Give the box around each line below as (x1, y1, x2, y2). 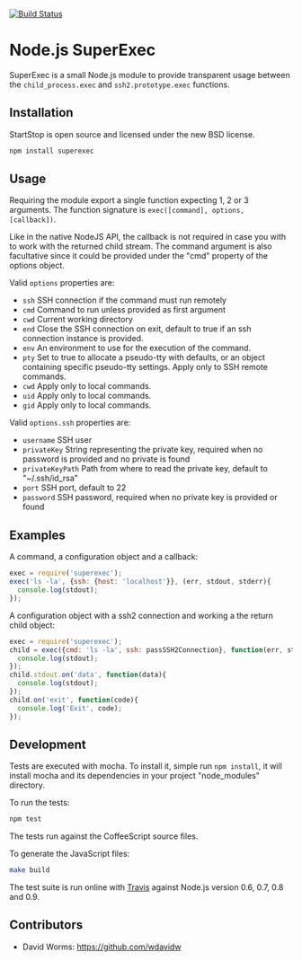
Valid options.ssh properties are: (9, 418, 131, 428)
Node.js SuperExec (9, 40, 155, 60)
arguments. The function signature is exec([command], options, (9, 205, 245, 216)
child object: (9, 620, 56, 630)
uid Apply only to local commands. (22, 391, 152, 401)
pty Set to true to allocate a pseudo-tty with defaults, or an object (22, 352, 265, 363)
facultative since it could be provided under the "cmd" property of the (9, 251, 268, 261)
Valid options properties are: (9, 278, 115, 288)
